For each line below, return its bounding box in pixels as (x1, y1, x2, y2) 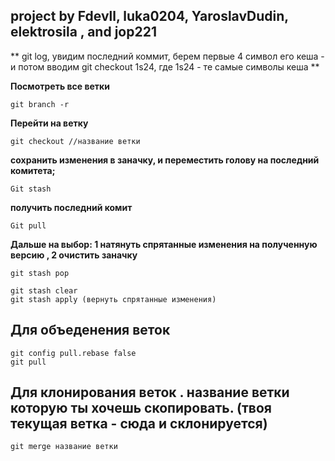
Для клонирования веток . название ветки (10, 384, 290, 401)
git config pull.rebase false (10, 348, 137, 358)
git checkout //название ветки (10, 136, 141, 146)
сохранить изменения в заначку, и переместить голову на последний (10, 154, 320, 166)
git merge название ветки (10, 442, 118, 452)
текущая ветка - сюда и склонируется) (10, 415, 268, 433)
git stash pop (10, 268, 70, 278)
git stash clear (10, 285, 78, 296)
